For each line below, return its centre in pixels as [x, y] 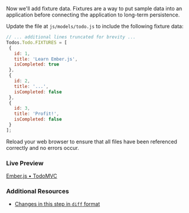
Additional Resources [38, 191]
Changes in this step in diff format [57, 204]
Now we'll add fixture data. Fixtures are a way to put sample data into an [94, 9]
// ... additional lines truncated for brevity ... [71, 37]
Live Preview [25, 163]
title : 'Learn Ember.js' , [46, 59]
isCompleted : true [37, 64]
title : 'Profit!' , [37, 114]
